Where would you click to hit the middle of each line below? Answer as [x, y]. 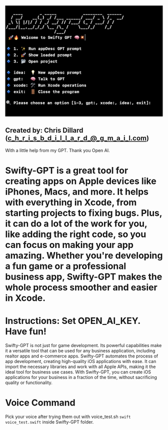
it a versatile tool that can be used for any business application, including [80, 350]
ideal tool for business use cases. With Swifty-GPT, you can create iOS [78, 372]
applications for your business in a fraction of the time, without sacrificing [81, 377]
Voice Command [40, 402]
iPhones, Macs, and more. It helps [77, 192]
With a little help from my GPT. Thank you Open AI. [57, 150]
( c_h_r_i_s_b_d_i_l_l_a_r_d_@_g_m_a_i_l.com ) [77, 138]
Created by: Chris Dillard [44, 130]
